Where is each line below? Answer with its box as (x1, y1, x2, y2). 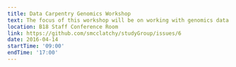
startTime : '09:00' (7, 43, 65, 50)
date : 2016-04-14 (7, 36, 59, 43)
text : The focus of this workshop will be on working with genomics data (7, 17, 230, 24)
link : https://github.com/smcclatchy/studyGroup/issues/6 (7, 29, 182, 37)
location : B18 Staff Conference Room (7, 23, 119, 30)
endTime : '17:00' (7, 50, 59, 57)
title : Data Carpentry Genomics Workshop (7, 10, 131, 17)
